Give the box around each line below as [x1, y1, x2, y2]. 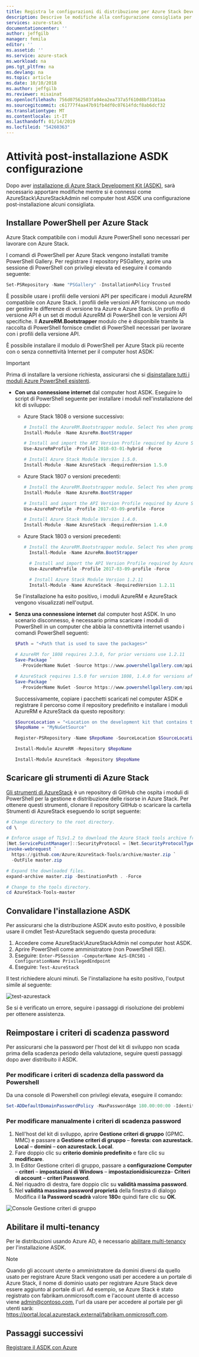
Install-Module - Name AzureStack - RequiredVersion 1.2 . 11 [28, 582, 175, 588]
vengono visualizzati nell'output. [14, 599, 94, 606]
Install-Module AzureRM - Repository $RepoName [14, 746, 132, 752]
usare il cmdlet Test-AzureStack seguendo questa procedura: [6, 928, 156, 935]
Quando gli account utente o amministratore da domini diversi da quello [6, 1267, 181, 1274]
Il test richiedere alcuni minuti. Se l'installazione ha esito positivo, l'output [6, 975, 185, 982]
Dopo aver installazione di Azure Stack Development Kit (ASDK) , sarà [6, 182, 175, 189]
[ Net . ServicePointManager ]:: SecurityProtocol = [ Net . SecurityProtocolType [6, 841, 195, 847]
